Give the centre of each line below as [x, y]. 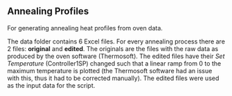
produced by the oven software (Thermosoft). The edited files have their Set [116, 56]
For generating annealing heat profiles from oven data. [85, 28]
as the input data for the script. [51, 85]
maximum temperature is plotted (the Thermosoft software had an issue [110, 70]
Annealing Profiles [48, 11]
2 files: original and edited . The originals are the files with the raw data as [113, 48]
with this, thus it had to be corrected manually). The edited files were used [113, 78]
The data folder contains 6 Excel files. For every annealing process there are [116, 41]
